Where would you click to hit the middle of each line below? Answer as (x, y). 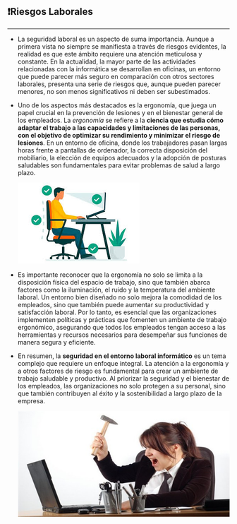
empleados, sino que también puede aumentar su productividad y (113, 304)
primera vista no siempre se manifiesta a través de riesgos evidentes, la (122, 46)
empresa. (31, 400)
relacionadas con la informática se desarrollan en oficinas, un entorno (119, 69)
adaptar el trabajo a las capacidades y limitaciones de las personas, (119, 127)
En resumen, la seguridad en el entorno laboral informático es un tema (122, 356)
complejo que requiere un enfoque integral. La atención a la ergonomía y (123, 363)
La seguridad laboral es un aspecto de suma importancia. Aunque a (116, 39)
